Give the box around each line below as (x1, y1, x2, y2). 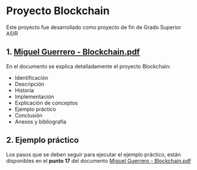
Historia (14, 87, 34, 94)
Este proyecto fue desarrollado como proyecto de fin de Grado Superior (6, 24, 182, 31)
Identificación (14, 74, 49, 81)
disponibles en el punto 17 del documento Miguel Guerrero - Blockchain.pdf (6, 157, 191, 164)
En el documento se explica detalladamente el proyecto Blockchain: (6, 63, 171, 70)
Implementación (14, 93, 54, 100)
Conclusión (14, 112, 43, 119)
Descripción (14, 80, 44, 87)
